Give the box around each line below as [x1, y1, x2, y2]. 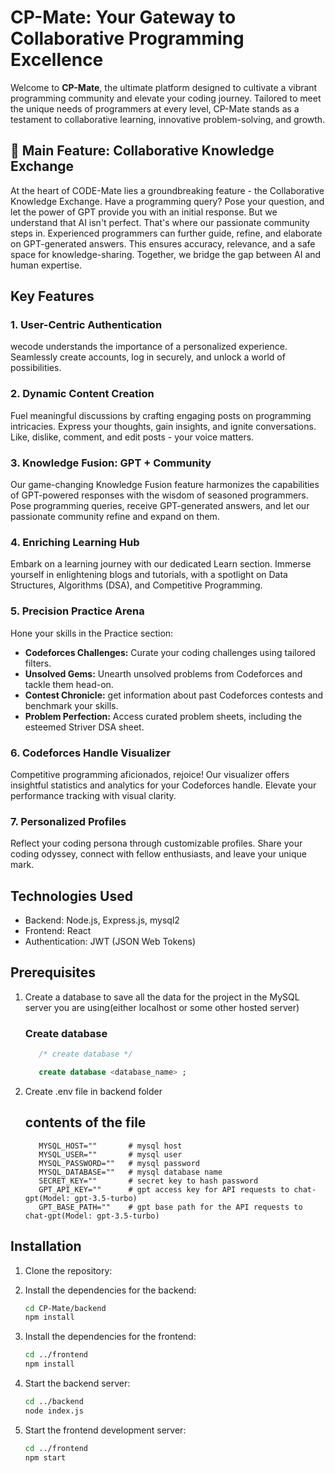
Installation [10, 1238, 82, 1255]
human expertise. [10, 259, 83, 271]
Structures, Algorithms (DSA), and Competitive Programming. [10, 579, 263, 591]
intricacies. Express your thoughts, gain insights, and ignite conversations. [10, 420, 317, 432]
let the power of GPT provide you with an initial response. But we [10, 206, 278, 218]
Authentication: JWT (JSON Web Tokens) [24, 936, 197, 948]
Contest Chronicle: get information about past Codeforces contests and [24, 689, 324, 701]
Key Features [10, 288, 95, 305]
